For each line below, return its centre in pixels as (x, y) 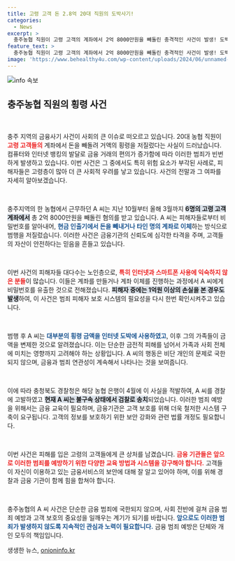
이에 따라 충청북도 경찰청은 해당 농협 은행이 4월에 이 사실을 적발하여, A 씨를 (110, 391)
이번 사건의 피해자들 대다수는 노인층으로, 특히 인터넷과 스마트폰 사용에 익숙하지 (114, 272)
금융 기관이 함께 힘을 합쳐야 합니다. (67, 480)
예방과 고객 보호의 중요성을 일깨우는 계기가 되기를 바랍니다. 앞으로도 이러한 (116, 518)
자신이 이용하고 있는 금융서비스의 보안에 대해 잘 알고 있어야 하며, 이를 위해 (115, 471)
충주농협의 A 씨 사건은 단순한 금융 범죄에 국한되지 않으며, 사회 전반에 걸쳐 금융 (114, 508)
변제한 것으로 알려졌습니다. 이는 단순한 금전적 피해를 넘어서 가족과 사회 (116, 344)
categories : (24, 20)
